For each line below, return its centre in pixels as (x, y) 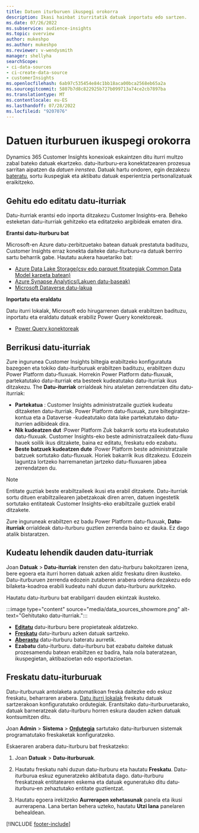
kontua (23, 417)
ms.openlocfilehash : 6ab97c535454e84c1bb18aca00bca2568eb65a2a (86, 84)
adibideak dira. (52, 423)
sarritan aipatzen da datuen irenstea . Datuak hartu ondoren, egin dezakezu (98, 169)
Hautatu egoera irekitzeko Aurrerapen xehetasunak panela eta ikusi (99, 800)
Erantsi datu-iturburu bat (38, 233)
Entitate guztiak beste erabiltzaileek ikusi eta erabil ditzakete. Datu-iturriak (97, 491)
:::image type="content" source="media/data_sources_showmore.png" (93, 609)
